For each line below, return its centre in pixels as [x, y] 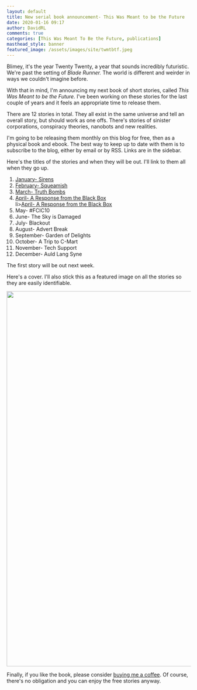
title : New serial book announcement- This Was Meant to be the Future [96, 17]
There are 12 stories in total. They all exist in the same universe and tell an [96, 114]
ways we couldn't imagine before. [47, 79]
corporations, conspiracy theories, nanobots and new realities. [82, 126]
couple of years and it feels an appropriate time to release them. [84, 103]
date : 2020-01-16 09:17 [36, 22]
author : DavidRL [26, 28]
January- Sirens [34, 179]
